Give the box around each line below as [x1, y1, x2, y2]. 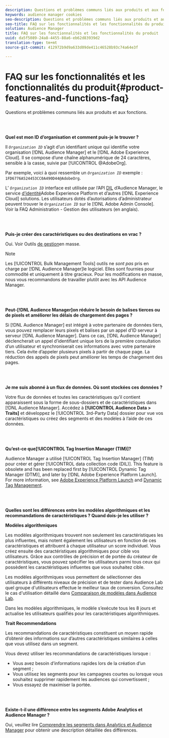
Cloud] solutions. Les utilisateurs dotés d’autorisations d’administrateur [5, 195, 152, 202]
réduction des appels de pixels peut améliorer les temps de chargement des [5, 354, 163, 360]
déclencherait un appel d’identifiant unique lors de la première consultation [5, 338, 161, 344]
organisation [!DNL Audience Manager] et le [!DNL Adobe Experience [5, 149, 149, 155]
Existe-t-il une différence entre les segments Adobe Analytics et [5, 706, 143, 712]
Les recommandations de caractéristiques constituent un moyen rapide [5, 630, 153, 636]
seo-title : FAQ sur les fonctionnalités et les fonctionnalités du [5, 21, 150, 27]
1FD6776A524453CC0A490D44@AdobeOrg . [5, 175, 81, 181]
